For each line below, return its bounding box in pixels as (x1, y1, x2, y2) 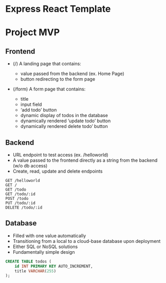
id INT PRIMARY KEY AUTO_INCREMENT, (14, 263, 94, 269)
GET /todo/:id (5, 192, 36, 197)
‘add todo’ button (20, 107, 57, 113)
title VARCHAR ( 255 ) (14, 268, 57, 274)
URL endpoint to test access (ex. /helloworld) (12, 152, 109, 158)
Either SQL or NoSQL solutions (12, 243, 78, 250)
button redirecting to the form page (20, 76, 96, 82)
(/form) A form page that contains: (12, 86, 86, 92)
